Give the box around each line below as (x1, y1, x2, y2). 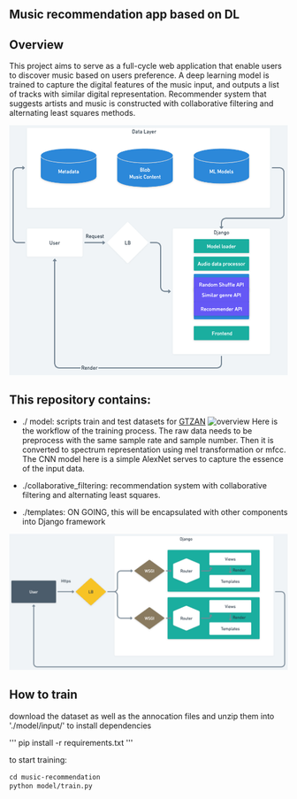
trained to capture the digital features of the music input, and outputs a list (9, 80, 280, 90)
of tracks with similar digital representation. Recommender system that (9, 88, 267, 100)
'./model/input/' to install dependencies (9, 720, 152, 731)
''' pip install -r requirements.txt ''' (9, 737, 133, 748)
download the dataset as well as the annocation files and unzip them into (9, 711, 275, 721)
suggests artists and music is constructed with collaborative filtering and (9, 98, 274, 109)
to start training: (9, 754, 68, 764)
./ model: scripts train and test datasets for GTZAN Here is (21, 416, 278, 426)
